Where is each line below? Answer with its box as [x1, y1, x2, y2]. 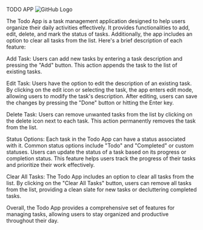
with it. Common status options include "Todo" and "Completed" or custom [6, 142, 194, 149]
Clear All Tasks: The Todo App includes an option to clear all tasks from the [6, 173, 194, 180]
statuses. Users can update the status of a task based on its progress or [6, 149, 187, 155]
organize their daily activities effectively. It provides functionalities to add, [6, 24, 190, 31]
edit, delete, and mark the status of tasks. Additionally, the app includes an [6, 30, 193, 38]
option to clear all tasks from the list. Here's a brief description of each [6, 37, 183, 44]
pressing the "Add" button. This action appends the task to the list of [6, 61, 178, 69]
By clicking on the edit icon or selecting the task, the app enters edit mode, [6, 86, 194, 93]
